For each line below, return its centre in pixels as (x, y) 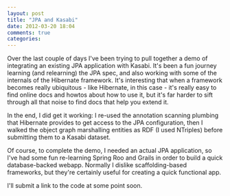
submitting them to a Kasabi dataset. (59, 137)
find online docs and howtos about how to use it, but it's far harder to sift (110, 95)
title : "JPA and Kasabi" (43, 20)
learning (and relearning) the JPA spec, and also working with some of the (112, 73)
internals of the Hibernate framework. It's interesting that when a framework (115, 80)
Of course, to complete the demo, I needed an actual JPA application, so (110, 151)
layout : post (26, 13)
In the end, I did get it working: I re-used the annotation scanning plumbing (113, 115)
